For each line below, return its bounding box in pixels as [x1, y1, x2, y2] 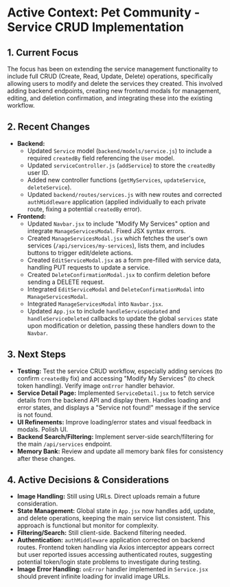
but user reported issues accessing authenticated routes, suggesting [16, 551, 213, 559]
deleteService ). [27, 183, 72, 191]
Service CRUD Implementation [7, 19, 184, 35]
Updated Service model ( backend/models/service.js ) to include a [27, 146, 212, 155]
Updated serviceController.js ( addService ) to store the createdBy [27, 161, 216, 169]
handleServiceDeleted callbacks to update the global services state [27, 314, 218, 322]
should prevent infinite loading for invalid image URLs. [16, 573, 170, 581]
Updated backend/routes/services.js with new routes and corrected [27, 190, 222, 198]
